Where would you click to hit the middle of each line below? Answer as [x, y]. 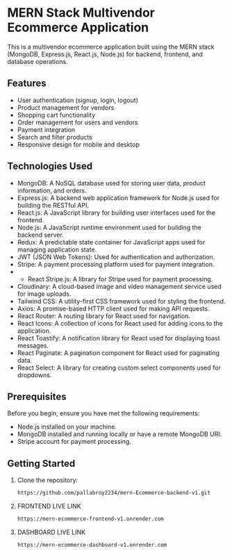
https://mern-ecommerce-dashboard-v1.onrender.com [92, 545]
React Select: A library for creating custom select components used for [119, 367]
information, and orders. [52, 190]
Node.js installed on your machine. [67, 427]
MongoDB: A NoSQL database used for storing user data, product [111, 183]
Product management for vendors [66, 107]
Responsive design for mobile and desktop [78, 144]
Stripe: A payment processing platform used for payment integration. [116, 264]
